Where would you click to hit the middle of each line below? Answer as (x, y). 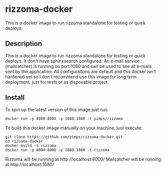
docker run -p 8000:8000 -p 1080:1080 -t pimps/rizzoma (64, 118)
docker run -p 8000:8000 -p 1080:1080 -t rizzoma (57, 150)
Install (15, 98)
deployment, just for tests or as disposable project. (57, 82)
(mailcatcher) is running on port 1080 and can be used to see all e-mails (79, 66)
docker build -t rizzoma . (33, 145)
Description (24, 44)
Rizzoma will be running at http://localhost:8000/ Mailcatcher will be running (83, 159)
